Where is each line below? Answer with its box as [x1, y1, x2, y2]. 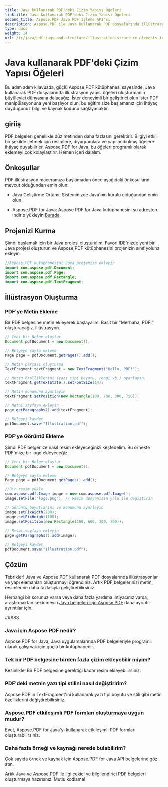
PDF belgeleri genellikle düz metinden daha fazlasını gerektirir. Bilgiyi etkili [5, 133, 158, 139]
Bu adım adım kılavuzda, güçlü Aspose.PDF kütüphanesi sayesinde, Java [5, 84, 155, 90]
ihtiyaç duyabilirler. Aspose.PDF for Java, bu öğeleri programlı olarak [5, 144, 146, 150]
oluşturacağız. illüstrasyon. [5, 325, 61, 331]
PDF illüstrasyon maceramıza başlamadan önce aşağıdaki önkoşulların [5, 177, 150, 183]
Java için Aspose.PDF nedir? [5, 627, 76, 634]
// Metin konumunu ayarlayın [5, 389, 66, 394]
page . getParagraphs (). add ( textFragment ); [5, 407, 93, 412]
